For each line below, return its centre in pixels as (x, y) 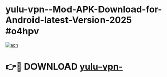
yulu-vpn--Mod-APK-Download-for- (84, 9)
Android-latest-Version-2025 (69, 20)
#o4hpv (22, 31)
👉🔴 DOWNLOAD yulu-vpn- (64, 67)
